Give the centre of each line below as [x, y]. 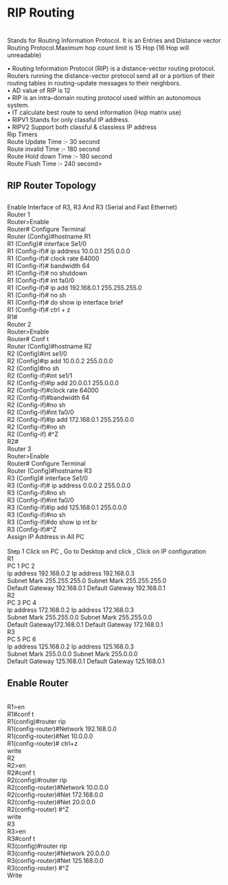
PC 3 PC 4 [22, 603]
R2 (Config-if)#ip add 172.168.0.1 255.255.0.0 [71, 420]
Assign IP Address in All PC [46, 537]
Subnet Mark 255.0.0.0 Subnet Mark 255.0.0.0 [72, 654]
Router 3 [19, 449]
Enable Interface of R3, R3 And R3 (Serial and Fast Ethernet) [92, 207]
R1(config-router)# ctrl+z [42, 743]
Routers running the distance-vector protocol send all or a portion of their [111, 76]
